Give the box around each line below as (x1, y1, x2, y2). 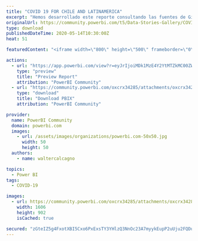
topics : (6, 166, 25, 172)
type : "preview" (16, 68, 57, 74)
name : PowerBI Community (11, 117, 72, 123)
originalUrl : (6, 19, 38, 25)
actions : (6, 57, 28, 63)
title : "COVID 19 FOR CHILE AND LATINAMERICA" (6, 8, 123, 15)
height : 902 (16, 210, 46, 216)
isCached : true (16, 215, 54, 221)
